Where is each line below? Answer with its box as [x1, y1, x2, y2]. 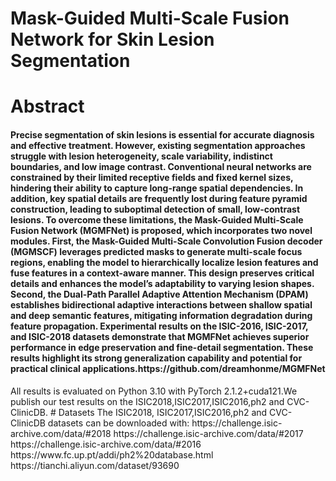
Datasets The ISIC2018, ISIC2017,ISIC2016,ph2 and [58, 406, 268, 418]
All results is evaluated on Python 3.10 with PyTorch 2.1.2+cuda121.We [10, 385, 298, 397]
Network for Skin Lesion [10, 28, 215, 51]
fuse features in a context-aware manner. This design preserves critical [10, 267, 315, 279]
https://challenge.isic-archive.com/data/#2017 [113, 427, 304, 439]
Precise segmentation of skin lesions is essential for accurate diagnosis [10, 128, 315, 141]
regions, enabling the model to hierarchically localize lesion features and [10, 256, 319, 268]
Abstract [10, 95, 85, 118]
